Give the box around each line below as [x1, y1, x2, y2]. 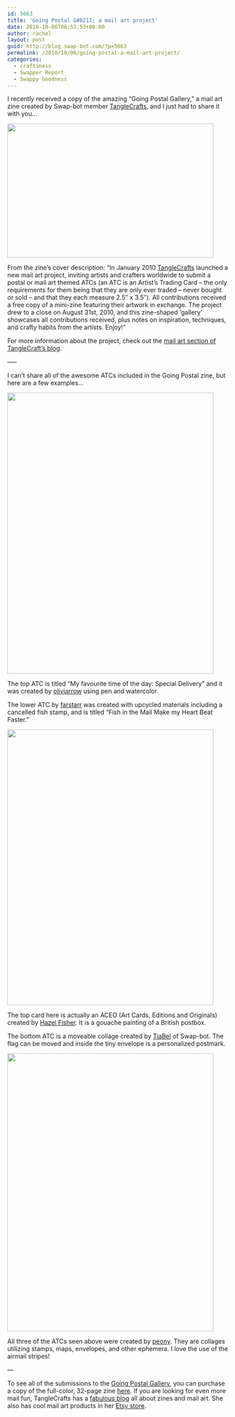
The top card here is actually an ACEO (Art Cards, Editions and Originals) [7, 1011, 217, 1019]
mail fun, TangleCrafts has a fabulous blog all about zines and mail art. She [7, 1394, 223, 1403]
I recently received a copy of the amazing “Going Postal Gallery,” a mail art [7, 95, 223, 103]
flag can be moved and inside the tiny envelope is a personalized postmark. [7, 1040, 226, 1048]
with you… [7, 109, 38, 118]
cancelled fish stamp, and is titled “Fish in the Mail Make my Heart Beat [7, 708, 213, 716]
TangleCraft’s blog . [7, 344, 62, 353]
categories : [7, 56, 42, 63]
